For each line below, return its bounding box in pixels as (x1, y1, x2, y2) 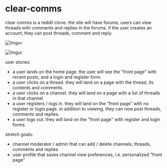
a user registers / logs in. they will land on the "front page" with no (12, 100, 149, 106)
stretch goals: (5, 131, 33, 137)
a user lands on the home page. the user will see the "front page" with (12, 68, 157, 75)
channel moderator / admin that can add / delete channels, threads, (12, 141, 151, 147)
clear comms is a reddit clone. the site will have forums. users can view (5, 19, 152, 25)
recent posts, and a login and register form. (12, 74, 102, 80)
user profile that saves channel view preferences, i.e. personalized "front (12, 152, 163, 158)
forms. (12, 122, 26, 128)
